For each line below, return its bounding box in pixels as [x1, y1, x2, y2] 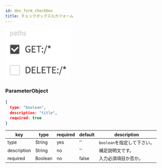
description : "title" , [10, 110, 58, 115]
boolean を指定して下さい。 [98, 139, 155, 145]
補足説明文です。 [98, 147, 134, 154]
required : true [10, 115, 42, 121]
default [79, 132, 95, 138]
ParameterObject [5, 88, 48, 95]
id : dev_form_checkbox [5, 8, 53, 13]
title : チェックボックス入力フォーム [5, 13, 74, 19]
